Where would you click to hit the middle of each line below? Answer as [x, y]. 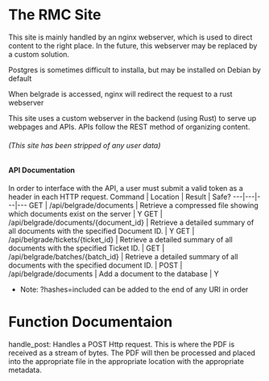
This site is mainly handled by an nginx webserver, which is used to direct [130, 37]
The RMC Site [55, 15]
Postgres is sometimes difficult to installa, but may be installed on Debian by [135, 69]
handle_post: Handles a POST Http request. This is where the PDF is [122, 344]
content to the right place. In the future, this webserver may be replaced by [133, 45]
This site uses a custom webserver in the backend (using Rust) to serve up [132, 118]
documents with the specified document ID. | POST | [95, 265]
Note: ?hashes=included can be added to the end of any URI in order [134, 289]
